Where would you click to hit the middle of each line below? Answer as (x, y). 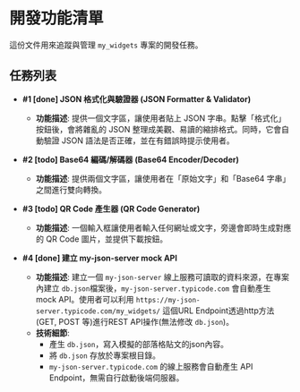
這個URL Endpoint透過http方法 (219, 311)
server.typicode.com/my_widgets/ (98, 311)
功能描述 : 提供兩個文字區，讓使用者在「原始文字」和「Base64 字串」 (163, 178)
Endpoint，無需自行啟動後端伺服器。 (116, 378)
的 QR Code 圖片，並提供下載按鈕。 (102, 239)
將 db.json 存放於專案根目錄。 (105, 355)
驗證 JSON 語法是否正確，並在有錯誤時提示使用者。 (139, 141)
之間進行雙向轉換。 (71, 190)
